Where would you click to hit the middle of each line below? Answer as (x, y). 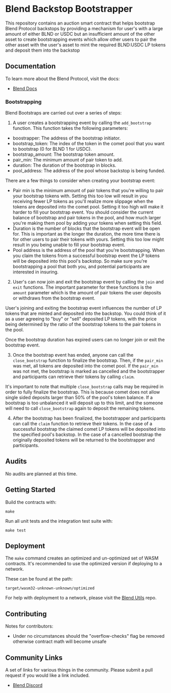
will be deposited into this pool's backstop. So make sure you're (80, 261)
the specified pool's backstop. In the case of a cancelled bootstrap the (87, 434)
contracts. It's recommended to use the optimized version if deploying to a (84, 564)
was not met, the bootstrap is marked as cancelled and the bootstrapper (89, 372)
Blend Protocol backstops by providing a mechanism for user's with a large (84, 28)
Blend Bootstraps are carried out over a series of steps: (64, 113)
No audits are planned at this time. (41, 474)
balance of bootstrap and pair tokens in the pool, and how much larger (87, 218)
